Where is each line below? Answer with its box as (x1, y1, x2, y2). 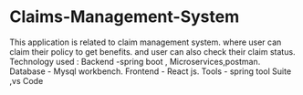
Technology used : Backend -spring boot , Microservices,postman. (9, 56, 261, 67)
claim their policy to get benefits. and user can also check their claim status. (9, 46, 296, 57)
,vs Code (9, 75, 44, 86)
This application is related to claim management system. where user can (9, 37, 282, 47)
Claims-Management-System (9, 6, 240, 27)
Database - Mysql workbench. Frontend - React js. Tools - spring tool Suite (9, 66, 292, 77)
